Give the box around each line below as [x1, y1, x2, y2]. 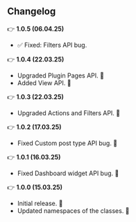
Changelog [7, 6, 56, 17]
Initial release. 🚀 [17, 199, 63, 207]
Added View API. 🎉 [17, 78, 71, 87]
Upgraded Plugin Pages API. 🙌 [17, 71, 104, 80]
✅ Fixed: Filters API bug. [17, 40, 87, 49]
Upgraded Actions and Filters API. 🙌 [17, 108, 120, 117]
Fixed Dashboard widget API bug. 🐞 [17, 169, 119, 177]
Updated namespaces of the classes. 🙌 [17, 206, 130, 215]
